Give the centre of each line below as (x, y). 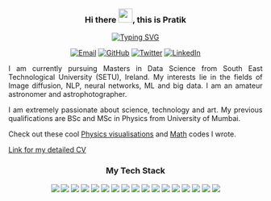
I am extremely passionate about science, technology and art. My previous (135, 110)
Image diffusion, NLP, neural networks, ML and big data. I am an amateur (135, 86)
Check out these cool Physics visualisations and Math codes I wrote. (122, 134)
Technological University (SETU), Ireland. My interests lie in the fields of (135, 77)
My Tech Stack (135, 171)
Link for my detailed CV (48, 150)
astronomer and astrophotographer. (68, 94)
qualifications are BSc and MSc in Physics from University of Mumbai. (124, 119)
